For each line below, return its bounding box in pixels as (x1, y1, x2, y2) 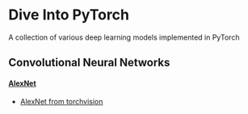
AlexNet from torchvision (19, 96, 103, 106)
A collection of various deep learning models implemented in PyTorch (8, 32, 240, 42)
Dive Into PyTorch (8, 6, 129, 24)
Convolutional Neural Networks (8, 56, 170, 70)
